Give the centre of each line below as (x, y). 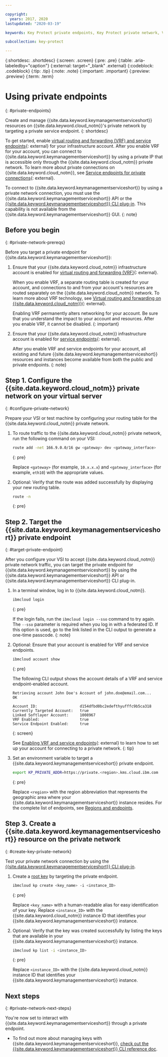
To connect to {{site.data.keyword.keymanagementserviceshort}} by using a (84, 188)
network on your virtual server (54, 396)
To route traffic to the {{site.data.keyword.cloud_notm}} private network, (87, 433)
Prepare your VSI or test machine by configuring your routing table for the (81, 418)
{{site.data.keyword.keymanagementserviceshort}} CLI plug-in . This (75, 204)
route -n (21, 497)
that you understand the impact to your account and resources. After (83, 318)
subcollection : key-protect (34, 42)
